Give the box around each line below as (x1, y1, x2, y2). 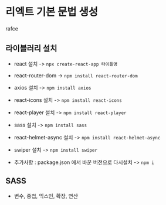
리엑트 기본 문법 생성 (5, 5, 98, 19)
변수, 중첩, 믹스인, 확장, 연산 (13, 192, 79, 199)
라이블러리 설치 (5, 43, 57, 53)
